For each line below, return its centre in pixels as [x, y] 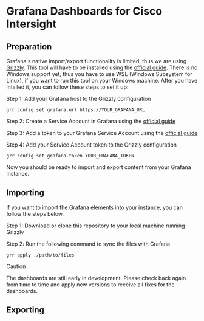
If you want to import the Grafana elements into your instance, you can [95, 207]
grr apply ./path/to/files [40, 255]
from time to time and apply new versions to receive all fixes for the [90, 285]
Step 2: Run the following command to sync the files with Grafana [88, 244]
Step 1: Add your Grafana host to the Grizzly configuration [79, 99]
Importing [25, 193]
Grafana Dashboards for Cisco [84, 11]
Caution [16, 266]
